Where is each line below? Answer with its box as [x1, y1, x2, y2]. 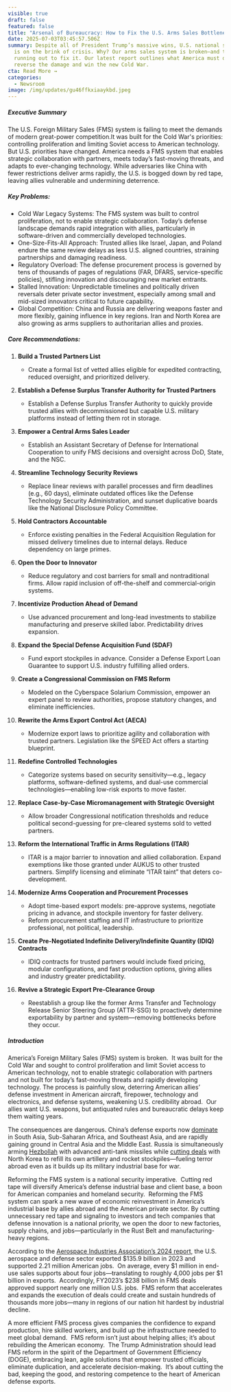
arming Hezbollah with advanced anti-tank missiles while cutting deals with [8, 1147, 221, 1156]
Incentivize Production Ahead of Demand [17, 599, 138, 608]
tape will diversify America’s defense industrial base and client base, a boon [8, 1183, 222, 1191]
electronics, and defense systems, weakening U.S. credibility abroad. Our [8, 1098, 217, 1105]
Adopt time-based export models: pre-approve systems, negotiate [27, 902, 216, 910]
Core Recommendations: [8, 335, 81, 343]
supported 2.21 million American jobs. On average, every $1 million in [8, 1262, 204, 1270]
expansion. [27, 628, 60, 636]
